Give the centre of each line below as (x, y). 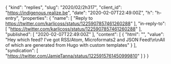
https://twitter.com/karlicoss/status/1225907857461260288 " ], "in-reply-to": (86, 23)
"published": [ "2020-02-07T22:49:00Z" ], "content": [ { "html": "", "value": (85, 34)
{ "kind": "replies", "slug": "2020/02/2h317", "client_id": (64, 7)
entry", (12, 18)
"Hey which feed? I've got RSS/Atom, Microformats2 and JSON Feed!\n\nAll (85, 40)
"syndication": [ (22, 51)
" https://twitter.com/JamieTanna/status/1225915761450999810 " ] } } (77, 56)
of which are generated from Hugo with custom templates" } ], (71, 45)
